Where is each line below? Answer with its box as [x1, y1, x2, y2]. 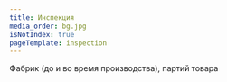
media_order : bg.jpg [9, 22, 88, 31]
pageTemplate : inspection [9, 38, 107, 48]
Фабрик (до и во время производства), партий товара [9, 63, 219, 74]
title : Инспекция [9, 13, 75, 23]
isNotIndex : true [9, 30, 75, 39]
